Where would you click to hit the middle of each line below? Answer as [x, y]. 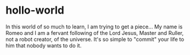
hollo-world [35, 10]
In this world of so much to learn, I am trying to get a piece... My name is [94, 27]
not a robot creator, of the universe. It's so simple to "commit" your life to [95, 39]
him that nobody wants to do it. [44, 46]
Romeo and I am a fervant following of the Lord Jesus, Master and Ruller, [95, 33]
